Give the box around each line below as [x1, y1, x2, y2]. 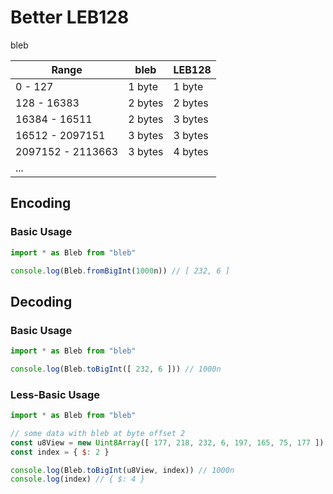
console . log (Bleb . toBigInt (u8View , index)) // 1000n [10, 465, 235, 475]
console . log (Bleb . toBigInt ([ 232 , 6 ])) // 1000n [10, 364, 222, 374]
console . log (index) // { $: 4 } [10, 474, 145, 485]
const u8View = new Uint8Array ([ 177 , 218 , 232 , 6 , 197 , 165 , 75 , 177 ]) [10, 437, 325, 448]
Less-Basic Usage [10, 387, 101, 401]
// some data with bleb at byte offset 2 [10, 428, 186, 438]
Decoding [10, 293, 73, 310]
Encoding [10, 195, 72, 212]
